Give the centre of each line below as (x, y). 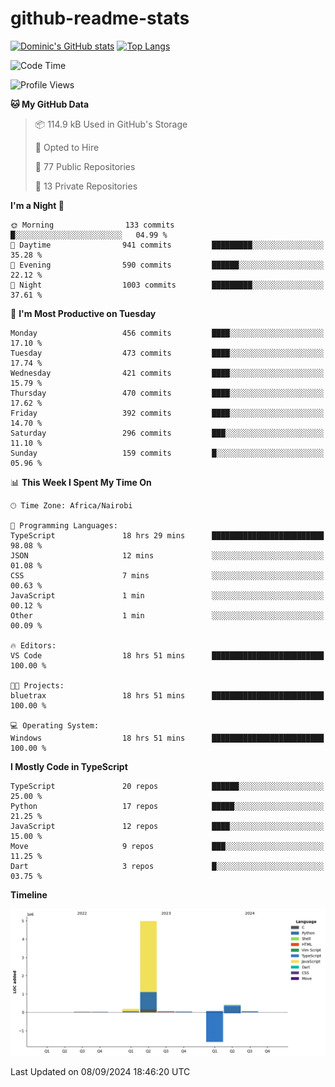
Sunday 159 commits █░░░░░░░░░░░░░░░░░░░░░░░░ (167, 453)
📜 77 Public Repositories (85, 166)
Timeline (29, 894)
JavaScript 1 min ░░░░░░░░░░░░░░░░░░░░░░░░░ (167, 595)
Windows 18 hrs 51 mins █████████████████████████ (167, 738)
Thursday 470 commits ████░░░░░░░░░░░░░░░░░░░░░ (167, 393)
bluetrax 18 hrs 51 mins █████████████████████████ (167, 695)
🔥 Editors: (33, 645)
